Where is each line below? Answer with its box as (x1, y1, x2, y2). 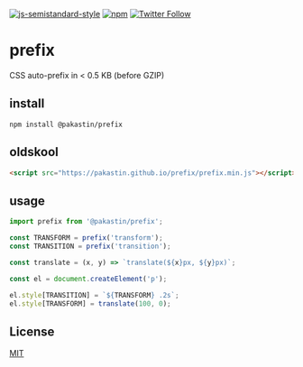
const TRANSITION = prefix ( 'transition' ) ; (9, 242, 171, 251)
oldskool (9, 144, 59, 160)
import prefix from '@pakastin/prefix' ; (9, 217, 164, 226)
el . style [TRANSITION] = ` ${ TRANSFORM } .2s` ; (9, 290, 179, 299)
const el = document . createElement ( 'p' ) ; (9, 274, 168, 283)
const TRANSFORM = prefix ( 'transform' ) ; (9, 234, 164, 243)
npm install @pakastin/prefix (9, 120, 124, 129)
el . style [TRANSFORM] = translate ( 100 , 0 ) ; (9, 298, 171, 308)
